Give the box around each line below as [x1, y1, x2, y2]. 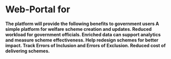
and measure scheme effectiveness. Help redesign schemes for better [5, 37, 159, 43]
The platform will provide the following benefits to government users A [5, 21, 160, 27]
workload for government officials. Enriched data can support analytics [5, 31, 161, 37]
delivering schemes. [5, 48, 50, 54]
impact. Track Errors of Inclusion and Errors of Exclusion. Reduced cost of [5, 42, 166, 48]
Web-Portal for [5, 4, 71, 15]
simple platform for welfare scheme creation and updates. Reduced [5, 26, 152, 32]
